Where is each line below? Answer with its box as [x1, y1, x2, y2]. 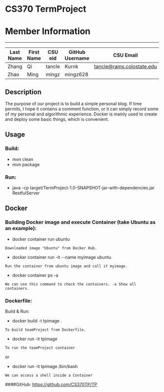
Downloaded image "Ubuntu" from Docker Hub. [5, 246, 97, 251]
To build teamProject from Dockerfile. [5, 327, 86, 332]
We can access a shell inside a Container [5, 373, 93, 378]
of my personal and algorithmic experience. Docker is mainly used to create [5, 111, 158, 117]
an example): [5, 225, 37, 232]
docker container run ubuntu [12, 236, 70, 242]
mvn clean [12, 156, 33, 162]
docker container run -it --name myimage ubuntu [12, 254, 111, 260]
